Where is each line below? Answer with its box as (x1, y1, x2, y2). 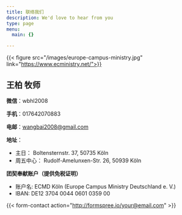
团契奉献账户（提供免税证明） (6, 170, 81, 177)
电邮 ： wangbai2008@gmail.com (6, 123, 89, 130)
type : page (6, 20, 34, 26)
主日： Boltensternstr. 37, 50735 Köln (15, 149, 109, 156)
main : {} (12, 32, 34, 38)
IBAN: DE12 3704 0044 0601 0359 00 (15, 189, 111, 197)
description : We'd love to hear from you (6, 15, 114, 21)
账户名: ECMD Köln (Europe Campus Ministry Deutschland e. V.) (15, 183, 176, 190)
